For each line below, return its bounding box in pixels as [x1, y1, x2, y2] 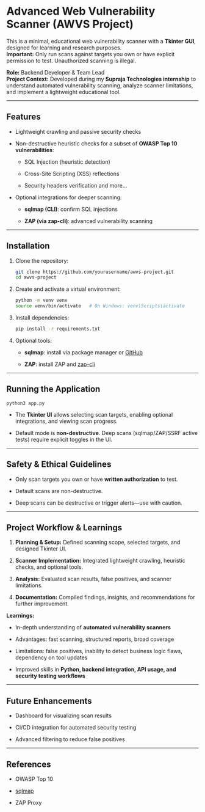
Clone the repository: [15, 257, 69, 264]
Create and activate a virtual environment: [15, 285, 121, 293]
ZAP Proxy [15, 799, 42, 806]
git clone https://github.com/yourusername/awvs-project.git [15, 269, 174, 275]
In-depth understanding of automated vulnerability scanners [15, 624, 171, 631]
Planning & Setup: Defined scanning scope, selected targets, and [15, 539, 181, 546]
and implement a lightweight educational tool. [6, 88, 121, 95]
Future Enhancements [6, 695, 93, 706]
